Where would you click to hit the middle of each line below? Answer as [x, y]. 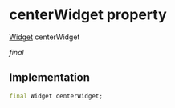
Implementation [50, 78]
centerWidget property [88, 15]
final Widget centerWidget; [56, 96]
